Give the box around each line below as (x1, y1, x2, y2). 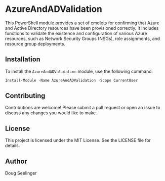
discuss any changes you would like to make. (5, 110, 97, 116)
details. (5, 142, 20, 149)
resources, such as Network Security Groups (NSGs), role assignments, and (5, 36, 160, 42)
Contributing (5, 91, 45, 100)
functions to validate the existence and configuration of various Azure (5, 30, 147, 36)
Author (5, 157, 27, 165)
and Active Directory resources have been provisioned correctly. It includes (5, 25, 159, 31)
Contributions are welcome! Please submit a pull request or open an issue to (5, 105, 161, 111)
